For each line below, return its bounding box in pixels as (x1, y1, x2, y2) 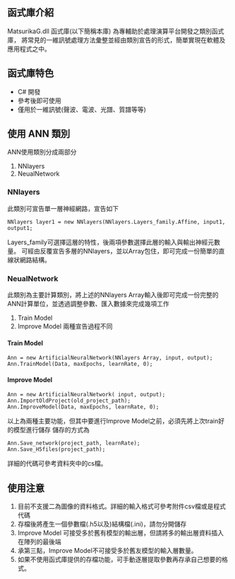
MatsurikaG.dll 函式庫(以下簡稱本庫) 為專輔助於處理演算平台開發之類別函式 (7, 27, 224, 35)
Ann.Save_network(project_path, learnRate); (7, 440, 140, 447)
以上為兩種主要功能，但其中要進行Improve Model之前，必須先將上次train (7, 417, 219, 425)
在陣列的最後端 (17, 537, 61, 546)
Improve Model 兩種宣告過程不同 (17, 322, 113, 331)
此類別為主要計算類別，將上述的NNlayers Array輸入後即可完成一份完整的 (7, 291, 219, 299)
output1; (7, 224, 33, 231)
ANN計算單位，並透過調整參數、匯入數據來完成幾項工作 (7, 299, 169, 308)
